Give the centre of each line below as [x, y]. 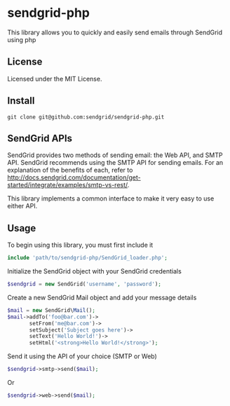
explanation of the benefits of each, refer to [70, 170]
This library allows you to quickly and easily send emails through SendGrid [115, 32]
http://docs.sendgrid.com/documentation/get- [74, 177]
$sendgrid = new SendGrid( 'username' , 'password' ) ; [84, 284]
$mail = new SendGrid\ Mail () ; [52, 310]
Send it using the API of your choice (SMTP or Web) [82, 356]
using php [22, 39]
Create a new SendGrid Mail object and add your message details [102, 297]
